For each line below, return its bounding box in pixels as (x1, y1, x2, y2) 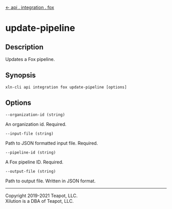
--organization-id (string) (5, 112, 66, 117)
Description (5, 43, 44, 51)
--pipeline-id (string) (5, 150, 56, 155)
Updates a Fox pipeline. (5, 56, 55, 62)
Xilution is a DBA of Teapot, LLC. (5, 198, 74, 204)
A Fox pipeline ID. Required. (5, 159, 64, 165)
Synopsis (5, 71, 36, 80)
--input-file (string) (5, 131, 54, 136)
